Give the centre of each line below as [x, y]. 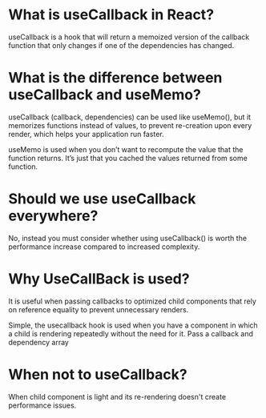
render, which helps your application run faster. [86, 134]
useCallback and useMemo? [105, 95]
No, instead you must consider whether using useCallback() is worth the [127, 238]
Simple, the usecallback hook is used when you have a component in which [133, 325]
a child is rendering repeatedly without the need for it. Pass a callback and [131, 333]
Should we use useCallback [102, 199]
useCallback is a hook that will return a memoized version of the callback [129, 37]
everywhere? [53, 216]
